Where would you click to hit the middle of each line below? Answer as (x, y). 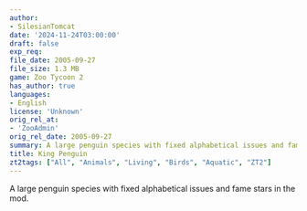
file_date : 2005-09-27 (53, 60)
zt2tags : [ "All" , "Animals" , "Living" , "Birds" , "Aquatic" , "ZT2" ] (141, 162)
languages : (30, 94)
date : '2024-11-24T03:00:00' (65, 35)
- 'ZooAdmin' (34, 129)
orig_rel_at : (34, 120)
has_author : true (42, 86)
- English (28, 103)
